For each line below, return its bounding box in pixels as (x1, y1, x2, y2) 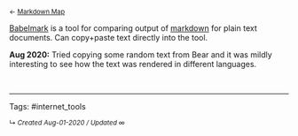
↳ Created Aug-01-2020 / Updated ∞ (9, 118, 126, 127)
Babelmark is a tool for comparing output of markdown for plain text (9, 23, 257, 34)
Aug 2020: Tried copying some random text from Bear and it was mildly (9, 49, 272, 60)
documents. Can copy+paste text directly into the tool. (9, 33, 208, 42)
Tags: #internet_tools (9, 102, 86, 111)
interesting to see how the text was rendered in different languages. (9, 59, 257, 69)
